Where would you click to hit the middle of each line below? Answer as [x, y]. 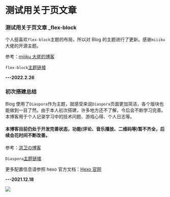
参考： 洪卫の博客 [23, 147]
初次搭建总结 [21, 92]
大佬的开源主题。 [23, 46]
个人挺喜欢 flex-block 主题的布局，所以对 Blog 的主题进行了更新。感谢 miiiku [85, 40]
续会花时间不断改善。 [27, 136]
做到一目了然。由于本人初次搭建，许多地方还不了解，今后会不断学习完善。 [88, 110]
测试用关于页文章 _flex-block [41, 27]
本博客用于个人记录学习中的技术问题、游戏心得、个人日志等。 [70, 116]
